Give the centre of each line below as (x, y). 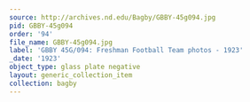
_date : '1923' (35, 59)
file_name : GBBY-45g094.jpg (61, 42)
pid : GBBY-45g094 (41, 26)
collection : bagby (43, 83)
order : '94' (31, 34)
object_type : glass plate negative (75, 67)
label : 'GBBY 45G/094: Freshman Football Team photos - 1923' (126, 51)
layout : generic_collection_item (71, 75)
